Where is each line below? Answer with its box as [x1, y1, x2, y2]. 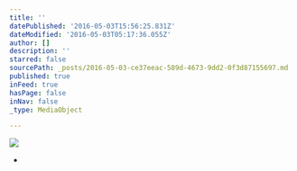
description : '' [9, 47, 70, 56]
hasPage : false [9, 88, 67, 97]
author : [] [9, 38, 51, 48]
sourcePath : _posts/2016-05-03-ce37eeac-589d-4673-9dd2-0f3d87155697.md [9, 64, 289, 73]
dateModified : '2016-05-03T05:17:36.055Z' [9, 30, 172, 39]
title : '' [9, 13, 47, 22]
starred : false [9, 55, 67, 64]
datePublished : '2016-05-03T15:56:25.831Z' [9, 22, 176, 31]
